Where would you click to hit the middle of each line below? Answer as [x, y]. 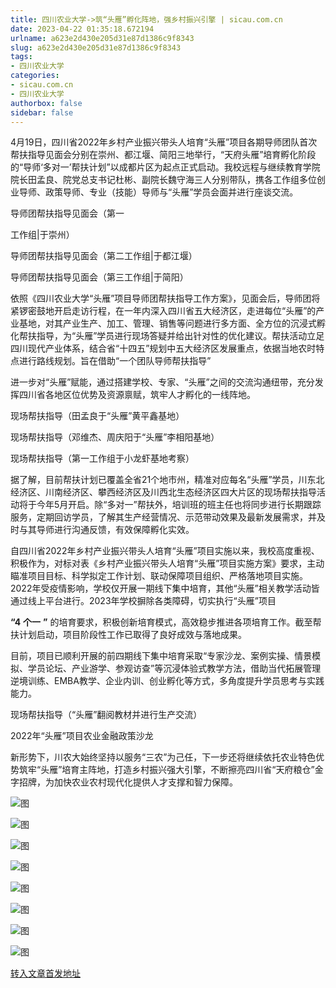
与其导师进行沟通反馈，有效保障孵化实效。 [106, 530]
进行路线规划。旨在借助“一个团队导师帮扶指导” [115, 361]
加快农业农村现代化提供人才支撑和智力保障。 [145, 782]
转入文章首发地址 [45, 973]
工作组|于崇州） [42, 235]
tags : [21, 57]
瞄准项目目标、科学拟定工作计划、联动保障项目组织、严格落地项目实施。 [159, 576]
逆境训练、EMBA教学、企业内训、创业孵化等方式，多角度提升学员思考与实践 [167, 681]
